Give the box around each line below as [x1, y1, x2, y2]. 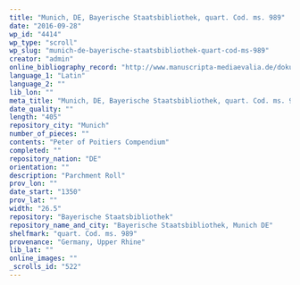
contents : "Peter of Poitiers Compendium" [9, 138, 170, 147]
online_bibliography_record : [9, 63, 118, 72]
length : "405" [9, 113, 62, 122]
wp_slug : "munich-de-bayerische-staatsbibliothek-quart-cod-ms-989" [9, 46, 270, 55]
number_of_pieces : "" [9, 130, 90, 138]
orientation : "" [9, 163, 70, 172]
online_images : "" [9, 254, 78, 264]
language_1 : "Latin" [9, 71, 87, 80]
